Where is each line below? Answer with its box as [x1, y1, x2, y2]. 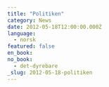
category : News [7, 17, 52, 24]
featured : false [7, 43, 55, 50]
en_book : [7, 50, 33, 57]
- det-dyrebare [13, 62, 58, 69]
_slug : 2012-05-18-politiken [7, 69, 93, 76]
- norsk [13, 36, 37, 43]
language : [7, 29, 37, 37]
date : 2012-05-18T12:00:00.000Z [7, 23, 102, 30]
